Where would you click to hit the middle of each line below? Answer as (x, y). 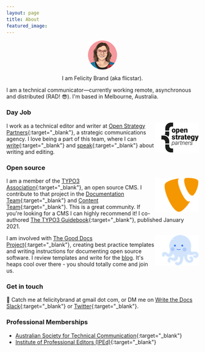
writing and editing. (31, 152)
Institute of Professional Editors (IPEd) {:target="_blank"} (86, 342)
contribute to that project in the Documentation (65, 194)
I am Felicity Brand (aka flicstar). (103, 78)
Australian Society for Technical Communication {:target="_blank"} (99, 335)
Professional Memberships (47, 322)
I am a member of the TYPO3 (43, 181)
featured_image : (27, 26)
